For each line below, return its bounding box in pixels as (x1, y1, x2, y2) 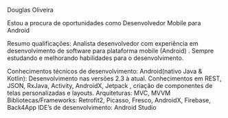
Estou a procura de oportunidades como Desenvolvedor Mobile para (7, 19, 201, 27)
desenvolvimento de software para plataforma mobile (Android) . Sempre (7, 47, 214, 55)
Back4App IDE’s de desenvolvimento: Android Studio (7, 104, 157, 111)
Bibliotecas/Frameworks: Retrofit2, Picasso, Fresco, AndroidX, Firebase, (7, 96, 211, 104)
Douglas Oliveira (7, 6, 54, 14)
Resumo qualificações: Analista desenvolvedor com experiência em (7, 40, 199, 47)
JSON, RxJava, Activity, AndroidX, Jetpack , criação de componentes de (7, 82, 213, 89)
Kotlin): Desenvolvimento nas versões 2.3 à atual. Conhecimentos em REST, (7, 74, 222, 83)
